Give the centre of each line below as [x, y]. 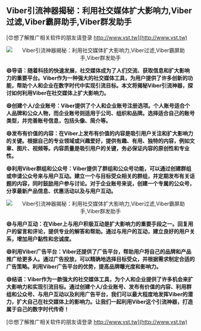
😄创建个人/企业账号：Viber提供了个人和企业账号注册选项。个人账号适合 [96, 105]
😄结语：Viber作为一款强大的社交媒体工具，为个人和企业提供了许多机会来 [97, 279]
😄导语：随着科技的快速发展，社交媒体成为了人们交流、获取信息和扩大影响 [98, 70]
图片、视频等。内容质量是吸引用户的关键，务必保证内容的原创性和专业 [103, 148]
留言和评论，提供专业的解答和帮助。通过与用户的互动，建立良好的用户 [103, 231]
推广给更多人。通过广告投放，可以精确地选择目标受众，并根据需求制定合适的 [100, 259]
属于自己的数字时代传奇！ [38, 309]
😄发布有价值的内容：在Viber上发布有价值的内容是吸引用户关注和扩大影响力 [100, 133]
